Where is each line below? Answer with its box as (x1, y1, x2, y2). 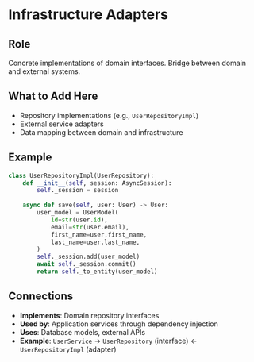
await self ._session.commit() (37, 260, 137, 268)
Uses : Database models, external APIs (19, 327, 145, 337)
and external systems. (8, 67, 81, 76)
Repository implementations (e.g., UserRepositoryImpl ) (19, 110, 199, 120)
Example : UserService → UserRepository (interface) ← (19, 336, 198, 345)
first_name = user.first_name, (50, 230, 148, 239)
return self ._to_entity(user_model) (37, 268, 158, 275)
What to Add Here (8, 90, 98, 103)
